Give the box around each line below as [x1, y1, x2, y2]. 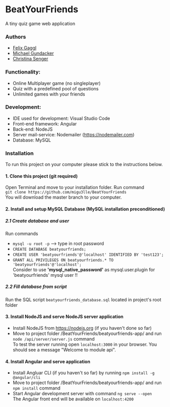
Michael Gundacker [12, 50, 54, 57]
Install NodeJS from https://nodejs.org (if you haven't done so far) [12, 325, 152, 331]
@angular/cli [12, 375, 41, 380]
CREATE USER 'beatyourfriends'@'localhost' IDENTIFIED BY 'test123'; [12, 252, 164, 257]
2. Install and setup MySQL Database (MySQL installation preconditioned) [5, 206, 165, 212]
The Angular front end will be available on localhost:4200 [12, 396, 134, 402]
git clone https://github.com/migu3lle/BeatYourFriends [5, 190, 127, 195]
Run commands [5, 230, 38, 236]
